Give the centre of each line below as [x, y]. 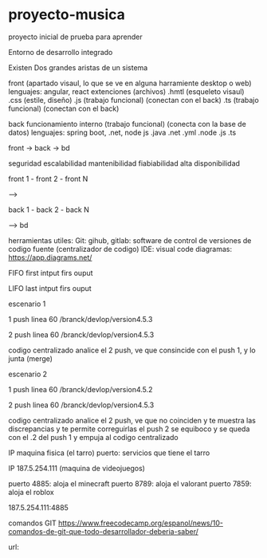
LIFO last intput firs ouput [50, 288]
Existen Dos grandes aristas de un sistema [78, 67]
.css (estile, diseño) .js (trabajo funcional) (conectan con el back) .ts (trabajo [133, 100]
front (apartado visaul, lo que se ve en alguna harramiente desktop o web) [130, 83]
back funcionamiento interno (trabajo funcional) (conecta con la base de [128, 124]
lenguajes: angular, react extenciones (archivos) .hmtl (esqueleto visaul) [126, 91]
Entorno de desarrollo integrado [61, 52]
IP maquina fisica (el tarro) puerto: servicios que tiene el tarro [109, 453]
